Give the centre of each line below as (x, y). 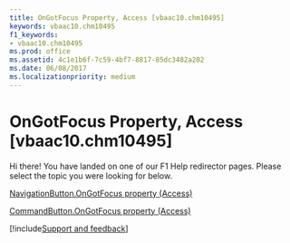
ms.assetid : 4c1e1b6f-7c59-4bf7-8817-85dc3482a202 (107, 60)
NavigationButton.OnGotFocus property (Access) (101, 193)
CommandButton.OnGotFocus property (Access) (101, 210)
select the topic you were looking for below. (91, 175)
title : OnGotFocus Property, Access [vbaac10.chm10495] (117, 18)
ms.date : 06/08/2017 (48, 69)
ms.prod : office (40, 52)
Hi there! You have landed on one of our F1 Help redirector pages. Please (145, 166)
